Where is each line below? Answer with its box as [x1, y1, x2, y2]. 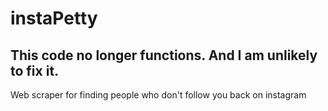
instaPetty [10, 7, 98, 30]
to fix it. [10, 62, 60, 79]
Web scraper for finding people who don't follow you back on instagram [10, 89, 307, 101]
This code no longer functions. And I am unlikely [10, 47, 318, 64]
